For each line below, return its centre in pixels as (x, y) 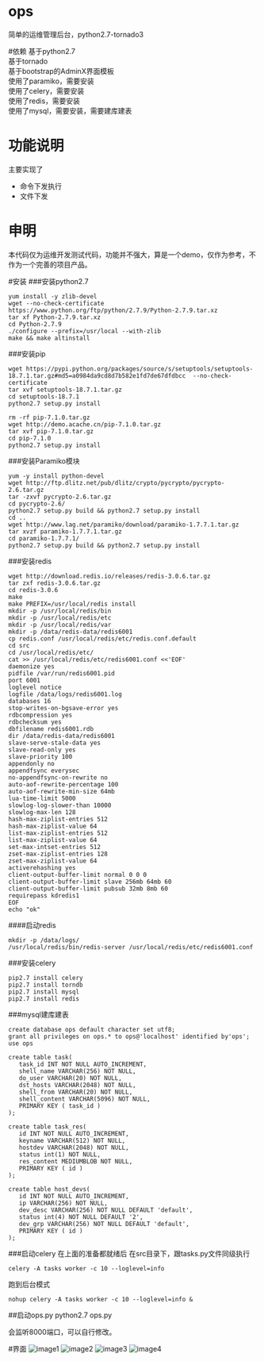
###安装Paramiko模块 (44, 461)
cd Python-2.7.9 (35, 324)
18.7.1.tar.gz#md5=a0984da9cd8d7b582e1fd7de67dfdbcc (97, 375)
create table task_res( (48, 1126)
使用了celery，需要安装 (46, 90)
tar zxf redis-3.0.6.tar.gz (55, 583)
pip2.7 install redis (44, 998)
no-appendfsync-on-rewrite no (58, 777)
